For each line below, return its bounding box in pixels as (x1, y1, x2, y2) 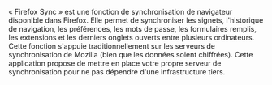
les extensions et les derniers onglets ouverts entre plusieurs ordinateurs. (8, 32, 255, 42)
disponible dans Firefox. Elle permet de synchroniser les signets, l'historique (8, 15, 264, 25)
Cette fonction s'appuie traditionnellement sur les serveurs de (8, 41, 215, 51)
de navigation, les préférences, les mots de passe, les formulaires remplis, (8, 24, 257, 33)
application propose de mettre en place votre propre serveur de (8, 58, 222, 68)
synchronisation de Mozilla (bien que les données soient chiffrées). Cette (8, 50, 253, 59)
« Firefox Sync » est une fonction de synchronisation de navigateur (8, 7, 233, 16)
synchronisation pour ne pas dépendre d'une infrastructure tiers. (8, 67, 226, 76)
